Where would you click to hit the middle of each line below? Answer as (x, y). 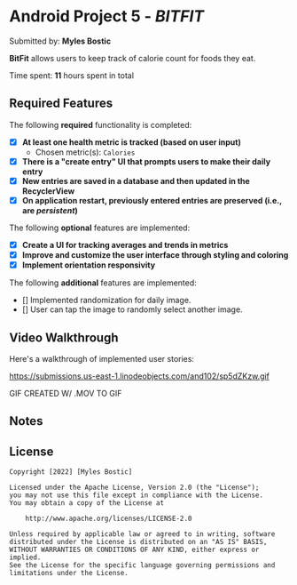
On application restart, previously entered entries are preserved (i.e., (152, 200)
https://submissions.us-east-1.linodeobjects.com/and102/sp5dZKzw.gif (140, 376)
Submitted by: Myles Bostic (60, 41)
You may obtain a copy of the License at (87, 503)
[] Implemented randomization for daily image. (106, 301)
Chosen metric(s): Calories (85, 152)
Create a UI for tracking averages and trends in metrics (125, 245)
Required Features (61, 104)
